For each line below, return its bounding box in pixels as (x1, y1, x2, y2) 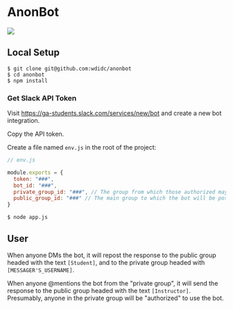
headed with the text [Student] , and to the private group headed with (7, 258, 205, 267)
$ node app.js (7, 214, 49, 221)
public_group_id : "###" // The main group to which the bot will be (13, 195, 216, 202)
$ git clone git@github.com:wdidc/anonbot (7, 65, 132, 72)
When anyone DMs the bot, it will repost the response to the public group (7, 251, 216, 259)
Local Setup (7, 46, 60, 59)
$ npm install (7, 77, 49, 84)
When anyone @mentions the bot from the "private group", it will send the (7, 279, 218, 288)
